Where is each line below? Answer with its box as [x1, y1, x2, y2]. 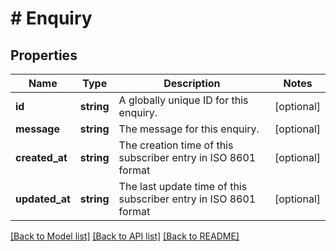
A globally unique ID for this [118, 93, 249, 107]
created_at [15, 151, 68, 164]
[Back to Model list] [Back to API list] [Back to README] [10, 230, 240, 242]
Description [163, 77, 221, 90]
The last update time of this [118, 180, 248, 193]
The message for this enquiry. [118, 122, 260, 136]
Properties [10, 47, 78, 64]
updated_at [15, 192, 71, 206]
